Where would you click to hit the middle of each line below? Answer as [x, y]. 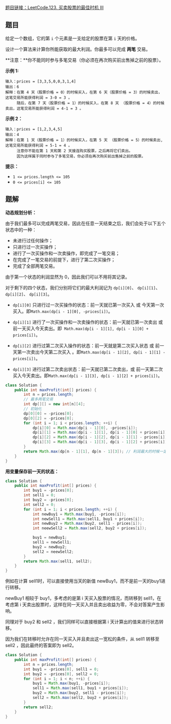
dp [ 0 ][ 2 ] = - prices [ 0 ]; [49, 418]
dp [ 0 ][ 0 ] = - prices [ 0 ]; [49, 413]
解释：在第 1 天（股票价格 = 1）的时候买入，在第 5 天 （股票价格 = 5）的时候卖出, [84, 140]
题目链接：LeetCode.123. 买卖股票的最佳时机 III [54, 7]
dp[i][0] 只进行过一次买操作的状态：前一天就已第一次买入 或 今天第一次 [88, 305]
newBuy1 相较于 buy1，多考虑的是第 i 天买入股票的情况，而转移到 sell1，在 [83, 598]
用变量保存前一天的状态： [32, 471]
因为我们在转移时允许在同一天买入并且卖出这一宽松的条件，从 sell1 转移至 [82, 639]
